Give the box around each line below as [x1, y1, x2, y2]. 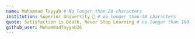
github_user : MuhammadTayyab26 [6, 24, 82, 30]
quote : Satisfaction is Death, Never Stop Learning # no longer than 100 [6, 19, 190, 25]
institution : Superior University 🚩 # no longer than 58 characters [6, 14, 176, 19]
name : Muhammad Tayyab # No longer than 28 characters [6, 8, 142, 14]
